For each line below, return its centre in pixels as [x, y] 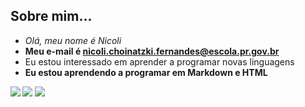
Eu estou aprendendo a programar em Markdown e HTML [146, 72]
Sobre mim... [51, 16]
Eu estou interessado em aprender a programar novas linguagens [159, 61]
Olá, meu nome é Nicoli [73, 40]
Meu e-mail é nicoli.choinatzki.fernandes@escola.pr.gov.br [152, 51]
